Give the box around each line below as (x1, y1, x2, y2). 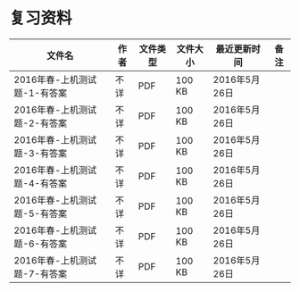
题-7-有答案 (13, 267, 68, 279)
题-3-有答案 (13, 146, 68, 159)
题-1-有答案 (13, 87, 68, 99)
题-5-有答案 (13, 207, 68, 220)
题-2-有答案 (13, 117, 68, 129)
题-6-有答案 (13, 238, 68, 250)
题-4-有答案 (13, 177, 68, 189)
